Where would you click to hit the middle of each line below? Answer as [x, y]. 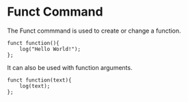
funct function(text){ [39, 80]
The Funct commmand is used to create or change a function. [94, 31]
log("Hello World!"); [50, 49]
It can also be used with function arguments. [70, 67]
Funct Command [55, 12]
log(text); [35, 86]
